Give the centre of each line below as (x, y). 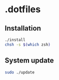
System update (29, 60)
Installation (23, 28)
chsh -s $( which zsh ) (28, 44)
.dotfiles (23, 9)
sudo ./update (20, 72)
